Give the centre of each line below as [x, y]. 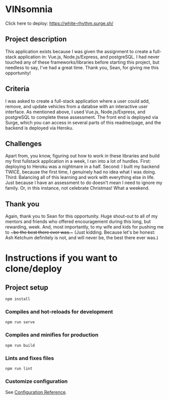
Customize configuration [37, 381]
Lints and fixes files [30, 358]
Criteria [17, 89]
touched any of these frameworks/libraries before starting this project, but [82, 62]
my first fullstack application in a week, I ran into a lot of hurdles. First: [78, 161]
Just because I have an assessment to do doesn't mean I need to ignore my [84, 183]
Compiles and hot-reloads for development [59, 312]
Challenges [23, 143]
